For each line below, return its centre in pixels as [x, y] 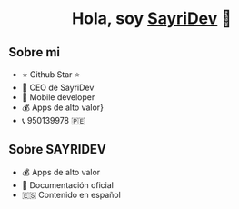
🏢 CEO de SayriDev [58, 87]
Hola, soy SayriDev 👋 [152, 19]
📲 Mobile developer [58, 97]
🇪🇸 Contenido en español [71, 194]
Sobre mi [35, 52]
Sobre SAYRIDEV [57, 149]
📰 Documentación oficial [68, 184]
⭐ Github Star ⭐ [51, 75]
